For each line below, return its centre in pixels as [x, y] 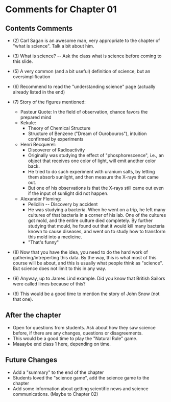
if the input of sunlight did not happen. [68, 193]
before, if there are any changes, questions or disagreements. [78, 333]
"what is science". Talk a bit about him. [53, 46]
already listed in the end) [39, 92]
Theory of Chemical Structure [59, 128]
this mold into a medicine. [55, 237]
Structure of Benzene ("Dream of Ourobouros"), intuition [87, 133]
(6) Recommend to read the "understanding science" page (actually [84, 86]
